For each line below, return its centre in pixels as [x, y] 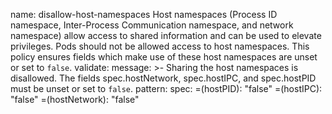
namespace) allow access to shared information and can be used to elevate [166, 35]
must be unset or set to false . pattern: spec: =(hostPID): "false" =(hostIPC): [166, 88]
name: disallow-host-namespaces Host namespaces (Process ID [144, 14]
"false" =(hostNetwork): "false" [75, 99]
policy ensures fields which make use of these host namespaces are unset [164, 57]
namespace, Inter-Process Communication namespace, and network [152, 25]
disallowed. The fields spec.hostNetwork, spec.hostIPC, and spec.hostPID [163, 78]
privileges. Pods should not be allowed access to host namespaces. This [160, 46]
